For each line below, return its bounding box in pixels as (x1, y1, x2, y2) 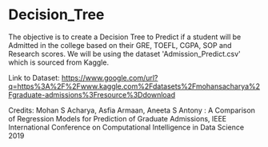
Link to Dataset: (8, 73, 60, 82)
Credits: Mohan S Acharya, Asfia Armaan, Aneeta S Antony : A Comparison (8, 105, 256, 115)
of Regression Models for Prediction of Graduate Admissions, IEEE (8, 113, 227, 123)
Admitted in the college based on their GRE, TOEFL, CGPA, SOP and (8, 40, 232, 50)
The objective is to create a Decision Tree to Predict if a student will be (8, 32, 242, 42)
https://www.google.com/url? (61, 73, 158, 82)
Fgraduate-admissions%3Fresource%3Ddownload (8, 89, 176, 99)
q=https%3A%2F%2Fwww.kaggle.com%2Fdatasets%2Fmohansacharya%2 (8, 81, 261, 91)
